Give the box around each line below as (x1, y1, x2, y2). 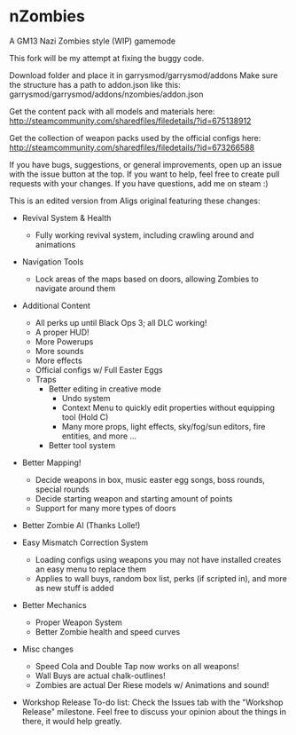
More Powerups (35, 336, 94, 347)
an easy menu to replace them (35, 564, 147, 574)
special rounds (35, 484, 90, 494)
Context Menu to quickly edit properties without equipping (61, 402, 276, 413)
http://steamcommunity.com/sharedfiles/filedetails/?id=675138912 (9, 115, 252, 126)
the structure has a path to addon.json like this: (9, 79, 181, 90)
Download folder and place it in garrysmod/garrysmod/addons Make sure (9, 69, 278, 81)
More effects (35, 355, 82, 366)
